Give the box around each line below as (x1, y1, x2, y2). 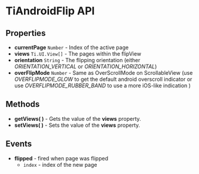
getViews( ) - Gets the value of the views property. (14, 115, 142, 122)
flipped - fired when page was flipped (14, 154, 109, 162)
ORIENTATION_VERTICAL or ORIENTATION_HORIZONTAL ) (14, 63, 157, 70)
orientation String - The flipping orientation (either (14, 57, 140, 63)
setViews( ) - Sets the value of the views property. (14, 121, 140, 129)
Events (5, 139, 32, 149)
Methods (5, 99, 40, 109)
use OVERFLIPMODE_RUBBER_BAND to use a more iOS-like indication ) (14, 82, 191, 89)
